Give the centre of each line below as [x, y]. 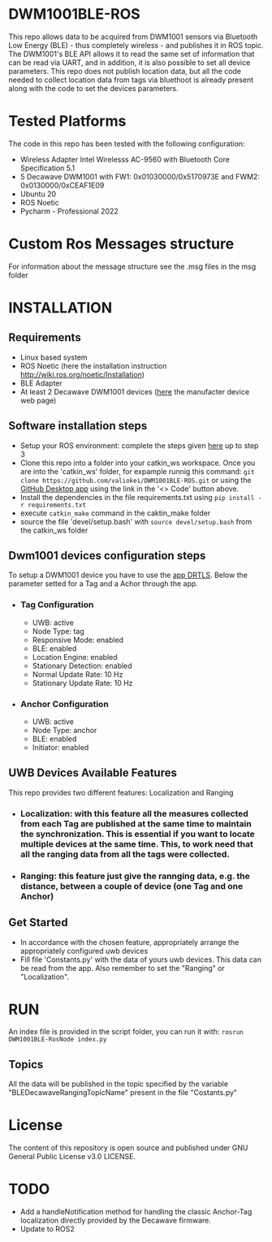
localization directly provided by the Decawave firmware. [115, 1220]
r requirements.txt [53, 505]
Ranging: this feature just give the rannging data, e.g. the [135, 876]
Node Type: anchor [65, 731]
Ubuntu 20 [38, 194]
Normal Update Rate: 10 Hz [78, 674]
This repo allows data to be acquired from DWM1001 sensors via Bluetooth [133, 37]
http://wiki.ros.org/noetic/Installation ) [82, 374]
